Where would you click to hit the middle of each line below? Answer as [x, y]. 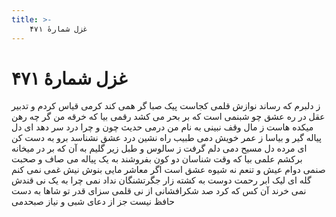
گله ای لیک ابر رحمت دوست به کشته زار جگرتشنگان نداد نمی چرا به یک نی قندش [161, 180]
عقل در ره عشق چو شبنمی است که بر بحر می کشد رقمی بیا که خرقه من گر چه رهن [168, 117]
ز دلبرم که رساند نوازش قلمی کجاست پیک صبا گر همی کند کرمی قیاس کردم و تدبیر [166, 106]
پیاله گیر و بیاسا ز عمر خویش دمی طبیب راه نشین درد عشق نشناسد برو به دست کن [166, 138]
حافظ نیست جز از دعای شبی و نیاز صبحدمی [93, 202]
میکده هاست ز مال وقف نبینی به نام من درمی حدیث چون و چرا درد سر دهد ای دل [162, 127]
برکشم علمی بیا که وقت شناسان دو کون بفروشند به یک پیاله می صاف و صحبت [157, 159]
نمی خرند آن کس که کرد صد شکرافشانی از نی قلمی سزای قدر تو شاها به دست [159, 191]
